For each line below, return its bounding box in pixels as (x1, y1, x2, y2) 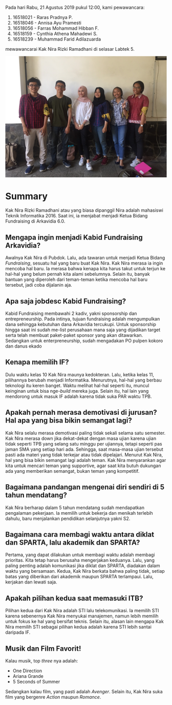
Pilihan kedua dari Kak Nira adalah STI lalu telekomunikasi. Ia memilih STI (5, 608, 159, 614)
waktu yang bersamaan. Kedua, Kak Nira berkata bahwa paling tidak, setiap (5, 568, 165, 574)
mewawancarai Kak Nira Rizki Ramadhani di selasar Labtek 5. (5, 46, 135, 52)
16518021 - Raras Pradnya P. (12, 14, 73, 20)
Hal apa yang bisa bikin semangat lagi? (5, 416, 132, 425)
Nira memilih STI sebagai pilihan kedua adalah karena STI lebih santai (5, 624, 152, 630)
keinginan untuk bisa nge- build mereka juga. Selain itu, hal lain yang (5, 388, 149, 394)
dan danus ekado (5, 343, 42, 349)
